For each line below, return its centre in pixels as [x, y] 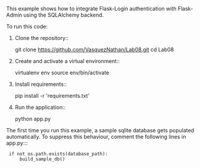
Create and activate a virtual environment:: [67, 61]
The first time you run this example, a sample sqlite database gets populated [100, 130]
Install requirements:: [41, 84]
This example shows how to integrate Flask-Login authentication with [91, 9]
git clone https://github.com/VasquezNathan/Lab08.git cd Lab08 [94, 49]
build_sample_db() [42, 159]
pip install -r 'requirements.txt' [52, 96]
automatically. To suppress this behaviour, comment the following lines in [96, 137]
